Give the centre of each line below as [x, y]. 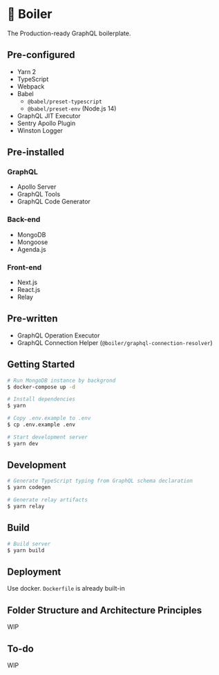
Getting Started [41, 365]
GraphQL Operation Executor [58, 335]
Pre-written [32, 318]
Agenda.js [31, 249]
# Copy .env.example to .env [49, 418]
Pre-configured [41, 55]
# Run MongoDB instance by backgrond [61, 380]
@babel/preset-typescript [65, 102]
